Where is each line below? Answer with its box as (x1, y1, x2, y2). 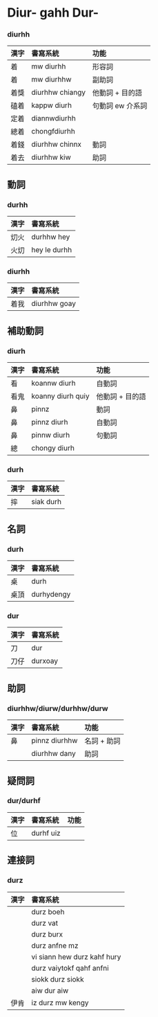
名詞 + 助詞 (84, 736, 121, 746)
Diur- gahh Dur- (7, 5, 99, 21)
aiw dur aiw (31, 985, 69, 995)
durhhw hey (31, 232, 70, 242)
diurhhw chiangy (31, 88, 86, 98)
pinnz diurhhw (31, 736, 78, 746)
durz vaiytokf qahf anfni (31, 963, 109, 973)
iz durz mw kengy (31, 998, 89, 1007)
